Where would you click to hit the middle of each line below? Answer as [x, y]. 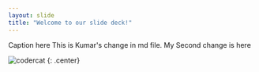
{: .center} [64, 60]
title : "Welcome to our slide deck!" [70, 23]
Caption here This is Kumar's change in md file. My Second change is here [129, 45]
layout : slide [32, 15]
